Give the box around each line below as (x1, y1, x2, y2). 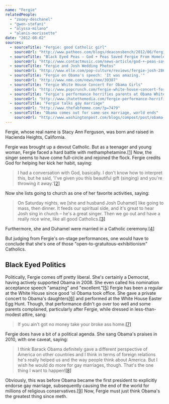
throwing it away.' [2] (17, 180, 60, 186)
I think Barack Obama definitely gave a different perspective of (17, 346, 148, 352)
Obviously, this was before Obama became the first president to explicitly (5, 377, 157, 383)
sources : (5, 40, 24, 45)
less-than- (134, 306, 157, 312)
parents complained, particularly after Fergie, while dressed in (5, 306, 134, 312)
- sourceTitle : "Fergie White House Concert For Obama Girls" (10, 82, 143, 87)
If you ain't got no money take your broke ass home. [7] (17, 321, 132, 327)
